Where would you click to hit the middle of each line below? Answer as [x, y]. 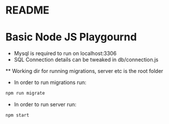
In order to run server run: [45, 104]
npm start [18, 115]
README [27, 10]
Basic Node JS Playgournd [71, 37]
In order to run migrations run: [50, 82]
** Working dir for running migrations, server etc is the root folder [84, 71]
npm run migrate [25, 93]
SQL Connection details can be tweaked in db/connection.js [86, 60]
